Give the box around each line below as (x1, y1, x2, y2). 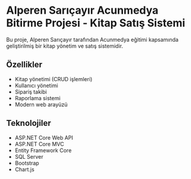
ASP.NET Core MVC (14, 140, 64, 147)
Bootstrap (14, 159, 39, 166)
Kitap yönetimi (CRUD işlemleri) (14, 75, 93, 82)
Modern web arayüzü (14, 101, 68, 108)
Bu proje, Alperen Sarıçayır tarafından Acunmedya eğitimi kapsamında (6, 36, 179, 43)
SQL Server (14, 153, 44, 160)
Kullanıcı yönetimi (14, 82, 58, 89)
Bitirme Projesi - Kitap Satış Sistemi (6, 16, 186, 30)
